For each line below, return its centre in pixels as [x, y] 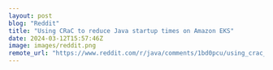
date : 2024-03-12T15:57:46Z [56, 38]
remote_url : [28, 53]
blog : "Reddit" [34, 23]
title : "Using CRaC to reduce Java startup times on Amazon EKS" [121, 31]
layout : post [30, 16]
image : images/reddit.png [52, 46]
